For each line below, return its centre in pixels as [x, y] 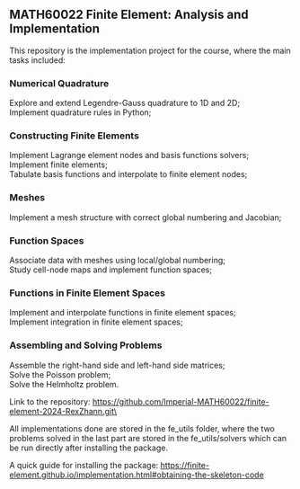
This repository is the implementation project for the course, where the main [150, 50]
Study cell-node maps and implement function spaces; [111, 270]
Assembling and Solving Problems [86, 345]
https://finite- [185, 465]
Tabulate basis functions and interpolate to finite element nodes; [128, 174]
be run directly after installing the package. [89, 448]
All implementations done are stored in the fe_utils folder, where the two [142, 428]
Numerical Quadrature [59, 83]
